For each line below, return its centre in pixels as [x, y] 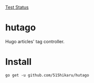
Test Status [17, 7]
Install [18, 62]
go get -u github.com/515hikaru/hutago [47, 75]
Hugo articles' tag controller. [35, 41]
